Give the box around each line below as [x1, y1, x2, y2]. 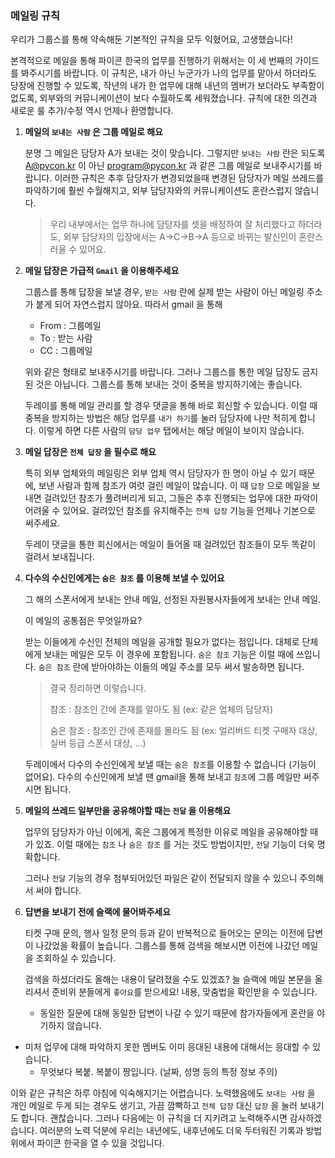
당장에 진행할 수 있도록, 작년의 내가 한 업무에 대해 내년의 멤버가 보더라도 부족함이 [10, 80, 325, 92]
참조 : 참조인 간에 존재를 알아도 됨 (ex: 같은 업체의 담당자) [49, 703, 274, 716]
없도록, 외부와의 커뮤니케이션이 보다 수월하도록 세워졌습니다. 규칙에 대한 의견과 [10, 92, 318, 104]
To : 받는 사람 [39, 332, 93, 344]
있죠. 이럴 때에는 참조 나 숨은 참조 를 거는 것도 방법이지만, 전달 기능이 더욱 [35, 838, 315, 851]
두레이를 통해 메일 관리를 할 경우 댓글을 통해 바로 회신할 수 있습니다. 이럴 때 [24, 400, 318, 412]
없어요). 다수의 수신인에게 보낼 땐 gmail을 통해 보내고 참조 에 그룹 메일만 [24, 771, 302, 783]
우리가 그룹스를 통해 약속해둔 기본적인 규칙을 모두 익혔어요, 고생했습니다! [10, 33, 293, 46]
